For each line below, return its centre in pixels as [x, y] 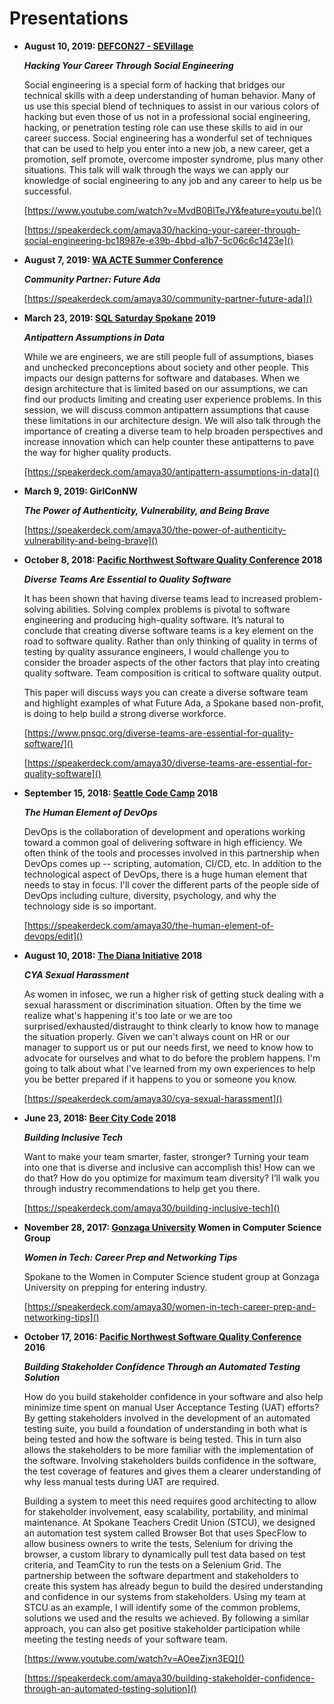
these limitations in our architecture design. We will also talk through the [172, 420]
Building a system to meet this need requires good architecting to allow [170, 1501]
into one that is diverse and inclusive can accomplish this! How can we [169, 1167]
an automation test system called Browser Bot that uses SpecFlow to [165, 1533]
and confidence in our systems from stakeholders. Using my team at [164, 1596]
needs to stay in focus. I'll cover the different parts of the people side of [171, 884]
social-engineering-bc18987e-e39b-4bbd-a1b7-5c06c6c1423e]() [158, 240]
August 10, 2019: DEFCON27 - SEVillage [108, 46]
